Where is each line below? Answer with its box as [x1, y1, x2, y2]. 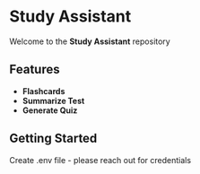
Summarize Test [22, 95, 85, 106]
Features [9, 62, 60, 77]
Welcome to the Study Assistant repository [9, 36, 170, 47]
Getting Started [9, 131, 98, 146]
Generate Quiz [22, 105, 78, 116]
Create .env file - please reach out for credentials [9, 154, 191, 165]
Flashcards [22, 85, 65, 96]
